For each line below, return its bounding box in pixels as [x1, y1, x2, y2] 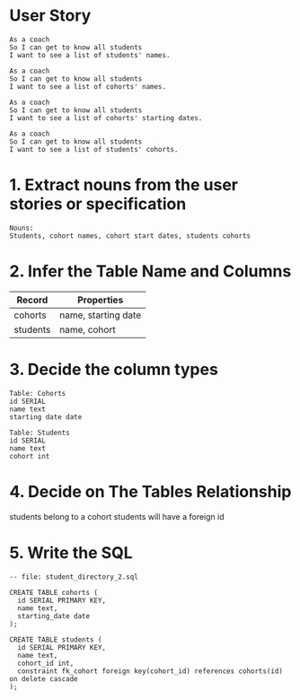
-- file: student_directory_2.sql [9, 572, 139, 582]
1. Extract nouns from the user [9, 175, 238, 196]
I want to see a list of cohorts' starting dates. [9, 113, 203, 122]
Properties [77, 293, 124, 306]
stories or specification [9, 194, 187, 214]
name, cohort [59, 323, 116, 336]
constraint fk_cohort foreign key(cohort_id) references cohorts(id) [17, 666, 283, 676]
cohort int [9, 451, 50, 460]
